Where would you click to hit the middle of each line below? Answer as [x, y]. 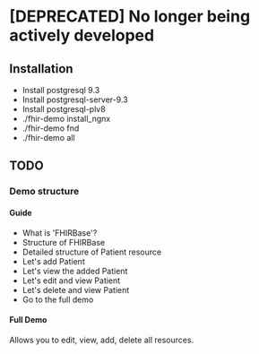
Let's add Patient [53, 261]
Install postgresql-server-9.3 [75, 99]
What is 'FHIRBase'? [60, 233]
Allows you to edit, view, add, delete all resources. [102, 340]
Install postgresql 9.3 [61, 90]
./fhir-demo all [48, 138]
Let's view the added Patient [75, 271]
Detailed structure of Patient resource [92, 252]
